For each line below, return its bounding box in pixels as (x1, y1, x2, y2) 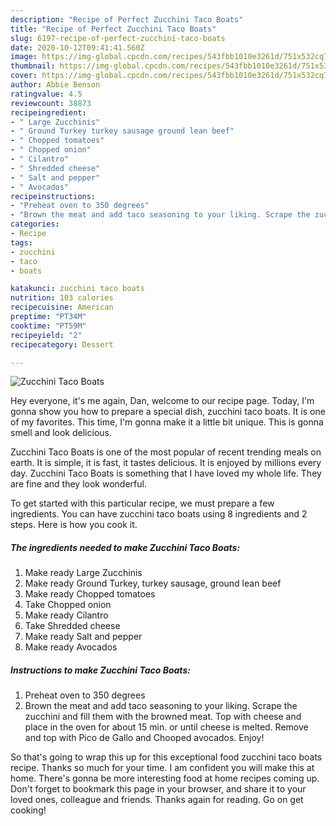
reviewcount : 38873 (10, 98, 92, 108)
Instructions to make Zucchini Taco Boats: (10, 664, 191, 676)
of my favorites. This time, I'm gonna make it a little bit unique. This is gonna (10, 416, 324, 428)
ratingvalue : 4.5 (10, 89, 83, 99)
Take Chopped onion (24, 599, 112, 611)
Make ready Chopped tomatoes (24, 588, 156, 600)
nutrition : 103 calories (10, 293, 114, 303)
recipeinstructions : (10, 191, 97, 201)
